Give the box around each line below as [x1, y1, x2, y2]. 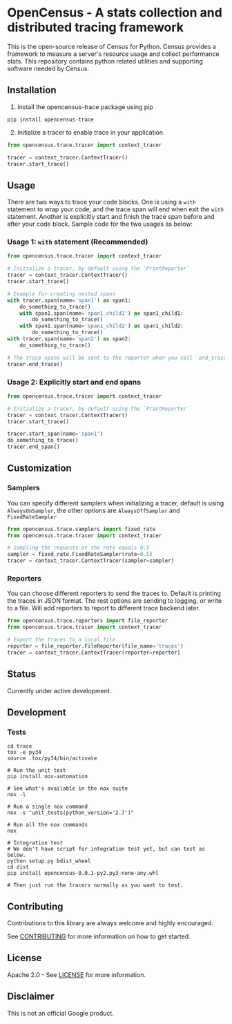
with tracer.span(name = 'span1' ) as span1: [7, 297, 131, 304]
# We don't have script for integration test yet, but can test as [7, 846, 206, 853]
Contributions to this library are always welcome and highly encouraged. [7, 919, 214, 927]
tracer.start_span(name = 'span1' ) [7, 430, 104, 438]
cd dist [7, 864, 30, 871]
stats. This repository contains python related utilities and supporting [7, 57, 204, 65]
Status [7, 668, 37, 680]
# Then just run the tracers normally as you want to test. [7, 882, 184, 889]
